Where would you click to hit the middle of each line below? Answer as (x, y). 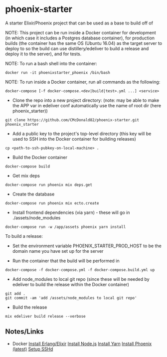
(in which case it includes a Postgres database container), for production (80, 38)
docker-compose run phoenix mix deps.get (49, 185)
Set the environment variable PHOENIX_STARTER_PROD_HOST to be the (87, 246)
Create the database (33, 194)
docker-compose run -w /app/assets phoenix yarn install (66, 227)
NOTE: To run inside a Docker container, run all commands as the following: (83, 82)
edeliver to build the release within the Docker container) (71, 284)
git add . (15, 293)
